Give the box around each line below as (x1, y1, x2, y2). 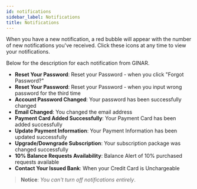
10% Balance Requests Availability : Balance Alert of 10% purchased (14, 152, 183, 160)
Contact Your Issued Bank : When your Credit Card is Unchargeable (14, 165, 180, 172)
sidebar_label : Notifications (6, 14, 81, 20)
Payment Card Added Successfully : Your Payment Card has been (14, 115, 176, 122)
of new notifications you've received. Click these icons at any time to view (6, 42, 186, 49)
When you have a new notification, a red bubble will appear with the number (6, 36, 192, 43)
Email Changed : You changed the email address (14, 108, 133, 115)
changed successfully (14, 146, 69, 153)
